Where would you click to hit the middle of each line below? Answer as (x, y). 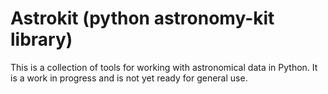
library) (41, 39)
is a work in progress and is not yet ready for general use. (129, 78)
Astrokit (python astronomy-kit (142, 18)
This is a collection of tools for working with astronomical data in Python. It (164, 67)
